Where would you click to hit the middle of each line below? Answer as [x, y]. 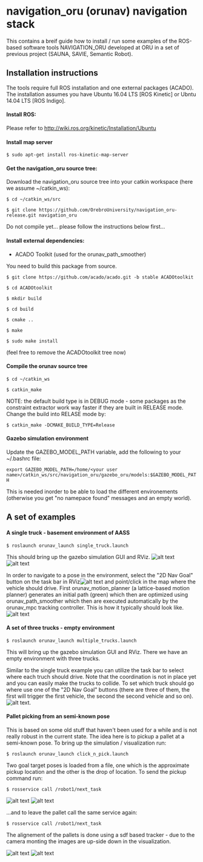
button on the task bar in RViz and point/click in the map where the [101, 582]
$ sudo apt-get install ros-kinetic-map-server [68, 155]
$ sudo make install [32, 341]
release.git [21, 215]
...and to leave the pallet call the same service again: [72, 812]
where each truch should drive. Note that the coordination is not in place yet [101, 676]
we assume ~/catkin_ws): [38, 188]
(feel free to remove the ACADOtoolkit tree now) [66, 352]
